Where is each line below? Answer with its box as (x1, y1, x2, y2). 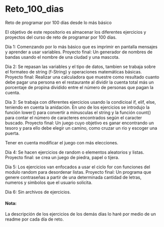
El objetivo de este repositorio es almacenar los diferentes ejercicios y (5, 29, 146, 35)
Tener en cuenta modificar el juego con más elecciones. (5, 139, 118, 145)
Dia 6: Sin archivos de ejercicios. (5, 189, 71, 195)
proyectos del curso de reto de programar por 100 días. (5, 34, 117, 40)
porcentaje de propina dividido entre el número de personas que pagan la (5, 84, 154, 90)
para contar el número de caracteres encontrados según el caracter (5, 114, 142, 120)
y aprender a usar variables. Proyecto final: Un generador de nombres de (5, 49, 153, 55)
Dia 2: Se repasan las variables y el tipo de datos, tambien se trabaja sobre (5, 64, 156, 69)
